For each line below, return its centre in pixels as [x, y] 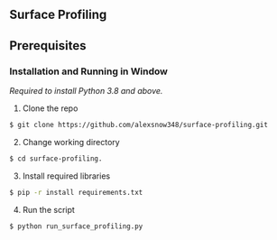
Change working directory [71, 142]
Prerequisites [48, 46]
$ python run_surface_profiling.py [76, 226]
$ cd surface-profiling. [56, 158]
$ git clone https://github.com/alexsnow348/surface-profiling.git [139, 125]
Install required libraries [66, 176]
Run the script [48, 209]
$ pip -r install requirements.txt [76, 192]
